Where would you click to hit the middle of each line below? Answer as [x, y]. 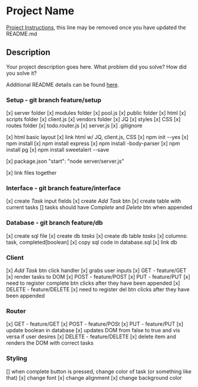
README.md [22, 33]
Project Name [40, 11]
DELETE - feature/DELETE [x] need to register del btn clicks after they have [98, 289]
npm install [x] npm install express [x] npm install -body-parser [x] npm [93, 143]
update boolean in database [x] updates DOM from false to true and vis [93, 331]
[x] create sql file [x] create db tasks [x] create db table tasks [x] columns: [97, 235]
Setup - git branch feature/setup [54, 100]
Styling [17, 358]
